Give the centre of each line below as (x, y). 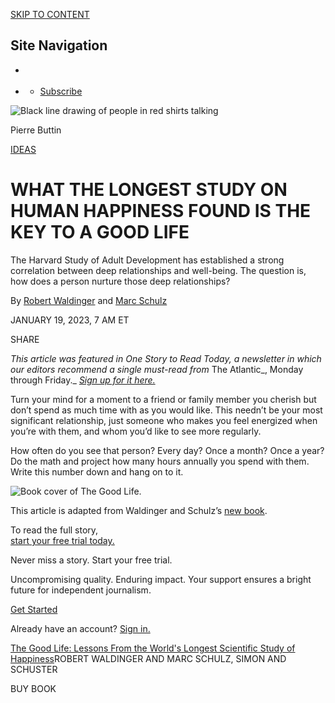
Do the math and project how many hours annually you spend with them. (160, 461)
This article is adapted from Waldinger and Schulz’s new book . (139, 511)
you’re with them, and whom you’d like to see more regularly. (136, 431)
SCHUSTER (34, 670)
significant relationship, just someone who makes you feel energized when (164, 421)
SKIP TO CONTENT (50, 14)
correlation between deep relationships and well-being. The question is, (158, 271)
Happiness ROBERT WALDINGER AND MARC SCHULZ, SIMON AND (148, 659)
